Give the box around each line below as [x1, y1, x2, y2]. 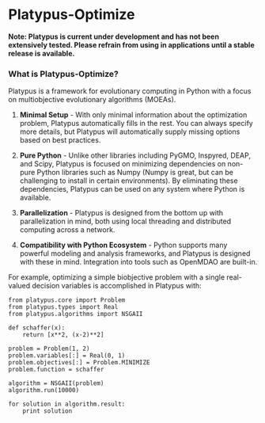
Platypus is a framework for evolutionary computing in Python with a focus [8, 86, 252, 96]
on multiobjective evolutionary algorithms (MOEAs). [8, 95, 176, 105]
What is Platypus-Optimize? [8, 68, 119, 79]
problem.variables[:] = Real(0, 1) [8, 352, 126, 360]
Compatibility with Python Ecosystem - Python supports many [19, 240, 228, 250]
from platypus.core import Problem [8, 296, 126, 304]
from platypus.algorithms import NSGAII [8, 311, 144, 318]
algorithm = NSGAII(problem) [8, 379, 104, 387]
